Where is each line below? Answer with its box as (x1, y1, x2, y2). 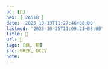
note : (6, 53, 20, 59)
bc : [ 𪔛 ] (6, 8, 26, 15)
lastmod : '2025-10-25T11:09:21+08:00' (6, 25, 104, 32)
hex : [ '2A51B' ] (6, 14, 45, 20)
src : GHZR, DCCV (6, 48, 47, 54)
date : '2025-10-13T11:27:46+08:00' (6, 20, 96, 26)
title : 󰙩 (6, 31, 28, 37)
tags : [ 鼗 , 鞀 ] (6, 43, 43, 49)
